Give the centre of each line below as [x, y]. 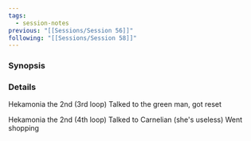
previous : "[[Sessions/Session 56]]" [71, 30]
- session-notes [42, 23]
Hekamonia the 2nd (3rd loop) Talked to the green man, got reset [115, 104]
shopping [24, 128]
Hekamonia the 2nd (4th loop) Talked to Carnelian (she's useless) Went [125, 119]
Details [22, 87]
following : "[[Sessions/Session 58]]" [73, 38]
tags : [17, 16]
